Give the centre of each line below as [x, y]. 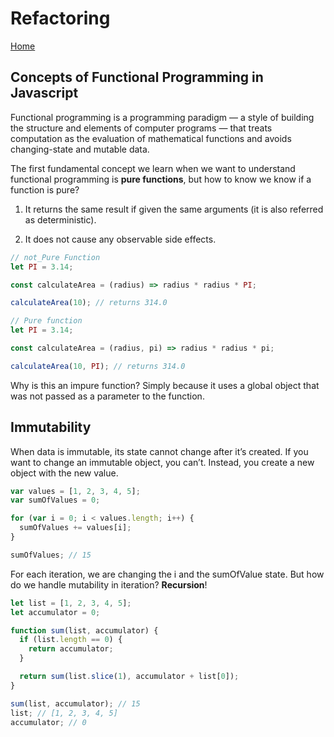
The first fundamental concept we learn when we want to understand [153, 168]
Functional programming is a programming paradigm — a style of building [162, 117]
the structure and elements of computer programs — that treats [141, 128]
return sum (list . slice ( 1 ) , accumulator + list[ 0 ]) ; [129, 677]
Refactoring [60, 18]
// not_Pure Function [55, 257]
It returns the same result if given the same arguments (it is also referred [174, 209]
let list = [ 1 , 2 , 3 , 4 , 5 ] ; [71, 603]
